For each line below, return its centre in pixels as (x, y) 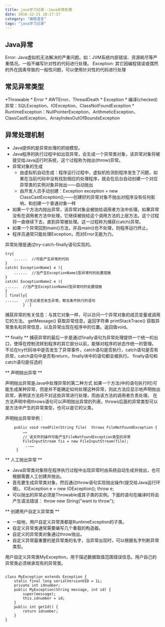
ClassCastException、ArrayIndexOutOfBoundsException (63, 118)
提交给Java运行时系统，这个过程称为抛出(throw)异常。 (67, 160)
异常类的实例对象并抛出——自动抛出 (56, 185)
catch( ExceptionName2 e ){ (34, 281)
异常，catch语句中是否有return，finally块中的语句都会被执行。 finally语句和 (82, 356)
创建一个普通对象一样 (54, 203)
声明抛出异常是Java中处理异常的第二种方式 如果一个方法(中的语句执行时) (79, 383)
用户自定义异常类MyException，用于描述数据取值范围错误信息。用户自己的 (81, 557)
